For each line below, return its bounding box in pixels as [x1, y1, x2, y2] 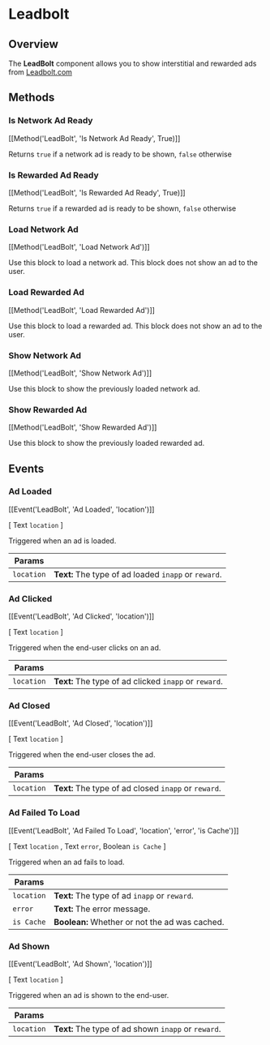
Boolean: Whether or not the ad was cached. [54, 916, 225, 927]
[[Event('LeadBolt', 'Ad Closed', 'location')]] [8, 718, 153, 728]
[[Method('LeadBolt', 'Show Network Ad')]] [8, 368, 152, 378]
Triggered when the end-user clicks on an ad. [8, 643, 161, 653]
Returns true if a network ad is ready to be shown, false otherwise [8, 149, 233, 159]
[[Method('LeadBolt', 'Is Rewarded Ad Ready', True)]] [8, 187, 186, 197]
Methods [8, 91, 55, 105]
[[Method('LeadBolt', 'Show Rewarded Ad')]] [8, 422, 157, 432]
